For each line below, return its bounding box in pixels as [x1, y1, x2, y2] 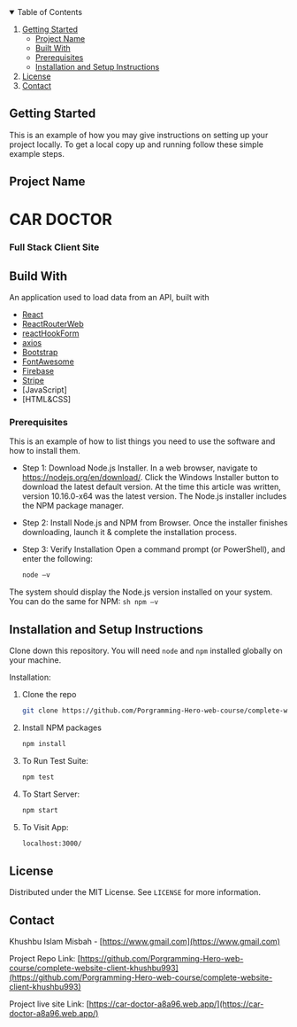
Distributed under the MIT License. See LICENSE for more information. [9, 887, 261, 898]
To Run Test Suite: [21, 755, 88, 766]
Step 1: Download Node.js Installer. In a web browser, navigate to [21, 463, 258, 473]
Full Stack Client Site [9, 241, 100, 253]
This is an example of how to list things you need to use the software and [9, 436, 276, 447]
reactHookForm [21, 328, 80, 338]
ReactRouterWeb [21, 319, 84, 330]
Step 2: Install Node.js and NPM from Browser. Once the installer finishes [21, 517, 288, 528]
